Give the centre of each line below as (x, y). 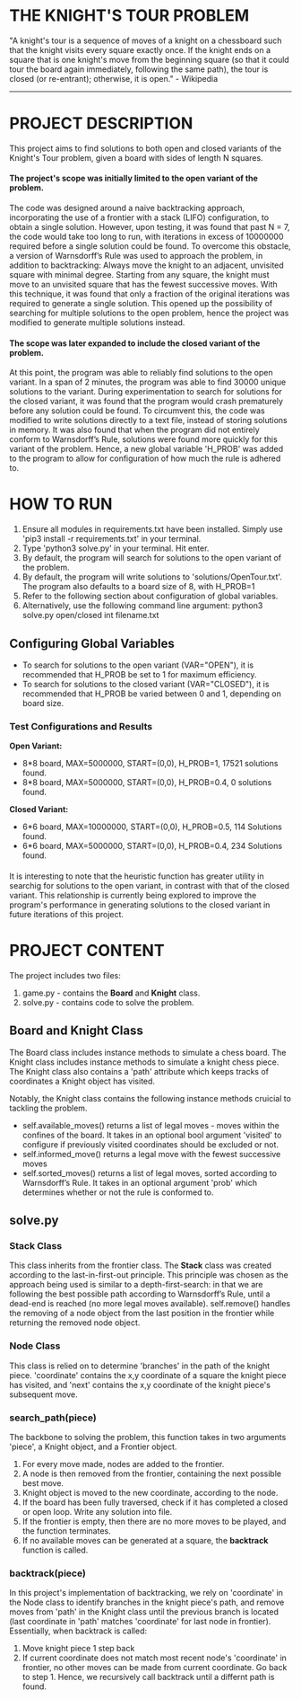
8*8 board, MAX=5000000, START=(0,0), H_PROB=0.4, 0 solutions (147, 783)
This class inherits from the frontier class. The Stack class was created (140, 1265)
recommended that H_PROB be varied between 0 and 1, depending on (152, 694)
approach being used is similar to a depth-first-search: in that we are (136, 1285)
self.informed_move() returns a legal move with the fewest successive (151, 1154)
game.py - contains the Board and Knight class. (111, 993)
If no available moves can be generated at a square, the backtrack (145, 1540)
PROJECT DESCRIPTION (101, 124)
